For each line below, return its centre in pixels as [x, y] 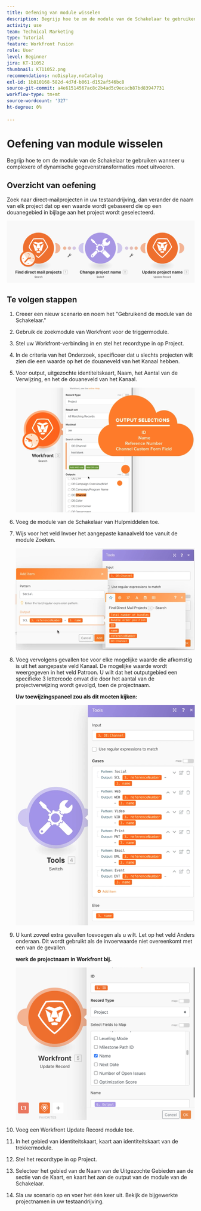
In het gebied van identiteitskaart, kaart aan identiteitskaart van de [97, 1141]
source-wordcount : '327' [38, 101]
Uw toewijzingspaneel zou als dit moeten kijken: [76, 697]
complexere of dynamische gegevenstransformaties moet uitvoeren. [91, 167]
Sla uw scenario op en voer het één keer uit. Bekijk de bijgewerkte [97, 1195]
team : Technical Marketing [40, 32]
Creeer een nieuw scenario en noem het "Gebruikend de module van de [104, 314]
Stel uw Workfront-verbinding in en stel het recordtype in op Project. [100, 344]
